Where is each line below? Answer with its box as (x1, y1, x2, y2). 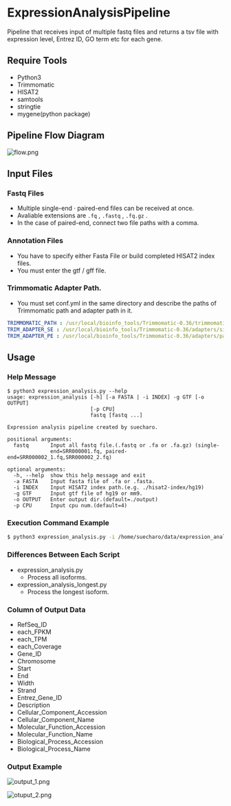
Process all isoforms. (27, 573, 87, 581)
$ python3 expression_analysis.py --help (7, 388, 128, 395)
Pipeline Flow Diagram (7, 129, 105, 142)
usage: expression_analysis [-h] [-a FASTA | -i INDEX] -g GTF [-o (7, 394, 205, 401)
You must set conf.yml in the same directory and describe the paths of (16, 299, 217, 307)
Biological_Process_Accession (16, 737, 104, 745)
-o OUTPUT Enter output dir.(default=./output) (13, 496, 158, 503)
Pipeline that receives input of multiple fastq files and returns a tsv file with (7, 28, 219, 36)
